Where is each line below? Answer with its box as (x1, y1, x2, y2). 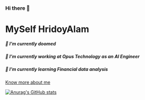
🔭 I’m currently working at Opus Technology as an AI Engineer (5, 54, 140, 60)
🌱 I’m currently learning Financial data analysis (5, 66, 108, 72)
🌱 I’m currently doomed (5, 40, 56, 46)
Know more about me (5, 79, 51, 85)
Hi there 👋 (5, 5, 31, 12)
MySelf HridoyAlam (5, 23, 90, 35)
